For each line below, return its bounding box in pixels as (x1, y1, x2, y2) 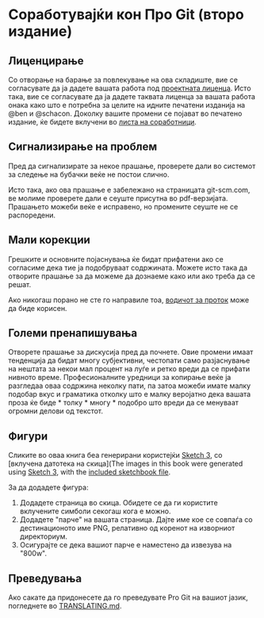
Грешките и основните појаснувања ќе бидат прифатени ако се (8, 254, 224, 263)
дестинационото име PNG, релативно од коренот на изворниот (19, 524, 235, 533)
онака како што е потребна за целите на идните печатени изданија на (8, 101, 246, 109)
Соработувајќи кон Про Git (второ (8, 6, 244, 24)
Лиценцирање (8, 54, 85, 67)
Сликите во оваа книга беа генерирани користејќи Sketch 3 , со (8, 451, 223, 460)
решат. (8, 279, 32, 289)
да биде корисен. (8, 303, 67, 313)
